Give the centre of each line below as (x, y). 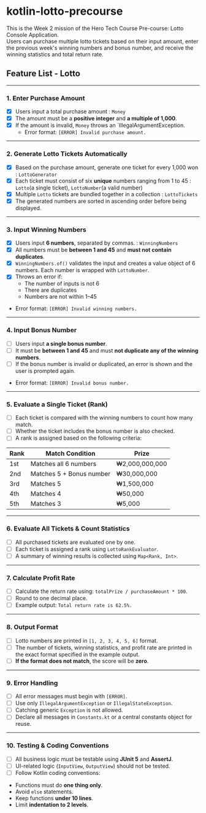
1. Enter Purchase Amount (46, 98)
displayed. (28, 208)
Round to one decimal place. (51, 598)
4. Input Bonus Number (42, 330)
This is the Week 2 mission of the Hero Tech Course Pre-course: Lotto (95, 28)
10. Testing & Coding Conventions (58, 746)
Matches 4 (46, 494)
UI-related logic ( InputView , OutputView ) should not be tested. (93, 766)
